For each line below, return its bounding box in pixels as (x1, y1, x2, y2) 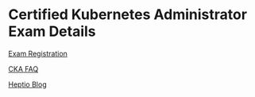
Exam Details (8, 22, 97, 41)
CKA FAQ (8, 64, 39, 73)
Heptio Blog (8, 80, 47, 89)
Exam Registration (8, 48, 68, 58)
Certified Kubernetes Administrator (8, 6, 248, 24)
